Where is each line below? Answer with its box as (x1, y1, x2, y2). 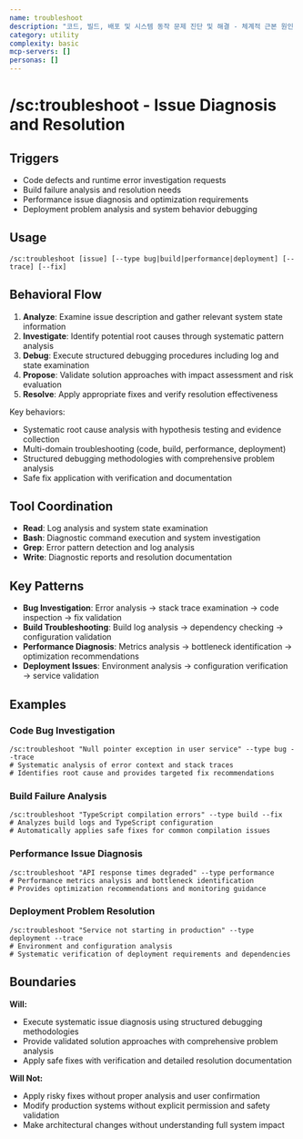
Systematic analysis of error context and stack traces (17, 760, 234, 770)
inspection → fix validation (22, 612, 123, 623)
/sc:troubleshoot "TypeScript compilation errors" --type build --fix (9, 810, 283, 820)
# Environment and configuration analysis (9, 941, 173, 950)
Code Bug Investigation (9, 723, 116, 736)
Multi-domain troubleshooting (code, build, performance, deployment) (22, 443, 287, 454)
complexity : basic (9, 38, 79, 48)
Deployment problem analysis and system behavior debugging (22, 204, 258, 214)
